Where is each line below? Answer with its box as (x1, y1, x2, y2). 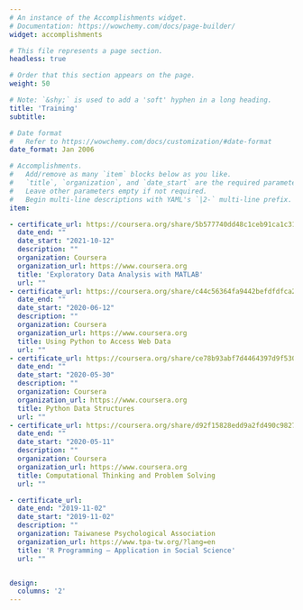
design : (9, 578, 39, 587)
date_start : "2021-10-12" (17, 236, 115, 246)
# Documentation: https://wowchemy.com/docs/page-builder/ (9, 22, 236, 31)
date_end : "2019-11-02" (17, 504, 106, 514)
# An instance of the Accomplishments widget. (9, 13, 188, 23)
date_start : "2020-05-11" (17, 438, 115, 447)
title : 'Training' (9, 104, 78, 113)
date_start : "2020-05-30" (17, 370, 115, 379)
